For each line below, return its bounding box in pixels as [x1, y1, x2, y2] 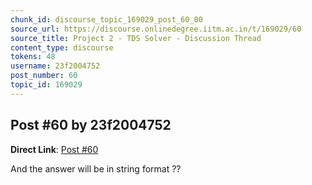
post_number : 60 [10, 71, 78, 81]
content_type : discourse [10, 42, 114, 53]
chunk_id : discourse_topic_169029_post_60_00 [10, 14, 203, 25]
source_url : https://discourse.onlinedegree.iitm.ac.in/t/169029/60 [10, 24, 302, 34]
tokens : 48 [10, 52, 56, 62]
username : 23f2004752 [10, 61, 101, 71]
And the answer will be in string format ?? [10, 162, 182, 175]
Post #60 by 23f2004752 [10, 117, 172, 134]
